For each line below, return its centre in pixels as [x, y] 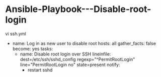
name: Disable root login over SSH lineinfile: [65, 54]
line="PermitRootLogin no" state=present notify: [70, 64]
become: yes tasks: [33, 48]
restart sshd [40, 70]
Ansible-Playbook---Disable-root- [78, 9]
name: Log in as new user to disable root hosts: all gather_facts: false [84, 43]
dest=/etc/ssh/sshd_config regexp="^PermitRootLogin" [77, 59]
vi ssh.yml [16, 33]
